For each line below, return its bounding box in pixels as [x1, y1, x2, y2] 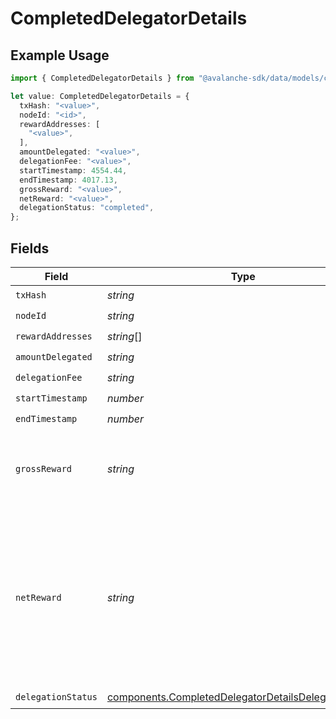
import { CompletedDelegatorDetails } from [10, 73, 195, 83]
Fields [10, 240, 50, 257]
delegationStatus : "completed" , [19, 203, 155, 213]
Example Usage [10, 47, 110, 64]
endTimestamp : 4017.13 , [19, 175, 118, 185]
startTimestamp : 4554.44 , [19, 165, 128, 176]
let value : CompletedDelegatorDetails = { [10, 91, 190, 101]
